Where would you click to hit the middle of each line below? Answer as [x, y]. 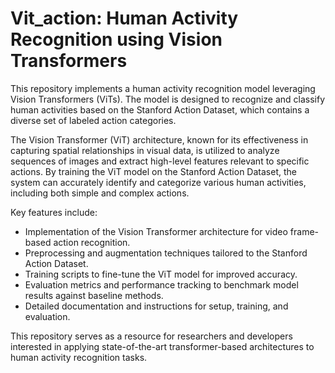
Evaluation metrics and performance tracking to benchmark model [161, 284]
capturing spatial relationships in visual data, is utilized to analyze [145, 150]
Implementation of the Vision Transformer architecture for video [156, 231]
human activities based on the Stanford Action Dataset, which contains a [160, 109]
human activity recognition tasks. [79, 357]
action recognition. [92, 242]
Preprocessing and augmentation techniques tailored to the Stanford [166, 253]
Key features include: [54, 212]
